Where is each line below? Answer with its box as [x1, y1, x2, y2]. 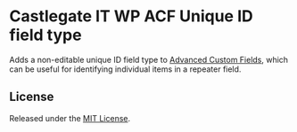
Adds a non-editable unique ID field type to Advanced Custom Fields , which [9, 54, 288, 65]
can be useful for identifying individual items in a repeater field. [9, 64, 242, 74]
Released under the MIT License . [9, 113, 131, 123]
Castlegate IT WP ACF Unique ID [9, 6, 253, 27]
